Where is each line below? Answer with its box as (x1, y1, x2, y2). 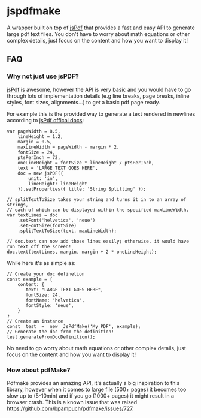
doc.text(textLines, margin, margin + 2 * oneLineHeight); (7, 249, 157, 255)
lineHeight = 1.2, (17, 133, 63, 139)
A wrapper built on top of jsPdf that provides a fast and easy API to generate (7, 24, 195, 31)
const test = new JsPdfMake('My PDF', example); (7, 323, 141, 329)
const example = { (7, 276, 53, 282)
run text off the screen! (7, 243, 71, 249)
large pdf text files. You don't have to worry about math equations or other (7, 30, 190, 37)
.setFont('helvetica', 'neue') (17, 217, 96, 223)
